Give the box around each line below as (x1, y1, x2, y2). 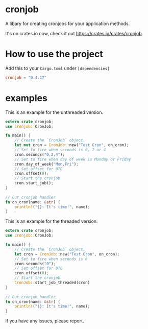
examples (5, 92, 47, 104)
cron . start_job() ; (14, 180, 54, 186)
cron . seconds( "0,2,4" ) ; (14, 152, 65, 157)
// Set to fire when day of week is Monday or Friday (14, 157, 131, 162)
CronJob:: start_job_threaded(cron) (14, 280, 90, 286)
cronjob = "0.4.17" (5, 75, 47, 80)
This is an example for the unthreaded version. (5, 109, 104, 115)
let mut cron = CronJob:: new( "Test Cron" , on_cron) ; (14, 143, 129, 148)
